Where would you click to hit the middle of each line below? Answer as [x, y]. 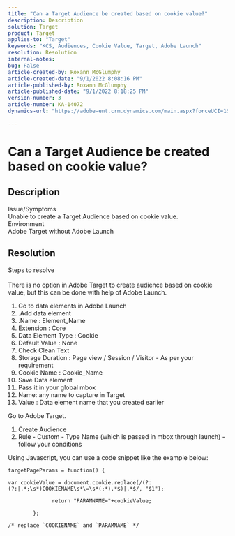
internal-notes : [31, 59]
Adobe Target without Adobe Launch [61, 231]
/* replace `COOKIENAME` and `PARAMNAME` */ [74, 525]
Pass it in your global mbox [57, 387]
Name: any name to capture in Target [71, 394]
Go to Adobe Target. [37, 415]
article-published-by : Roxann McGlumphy [68, 85]
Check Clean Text [44, 350]
